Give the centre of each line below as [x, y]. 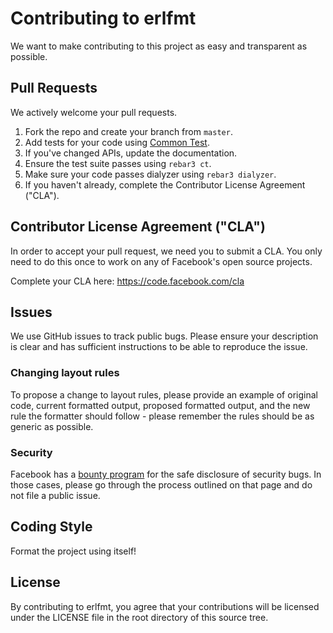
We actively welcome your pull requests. [94, 112]
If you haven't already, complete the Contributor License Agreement [165, 184]
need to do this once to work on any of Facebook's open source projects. [161, 261]
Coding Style [51, 527]
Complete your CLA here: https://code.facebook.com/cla [127, 281]
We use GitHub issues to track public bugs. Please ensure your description [164, 336]
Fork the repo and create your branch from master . [128, 131]
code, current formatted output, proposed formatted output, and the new [160, 405]
